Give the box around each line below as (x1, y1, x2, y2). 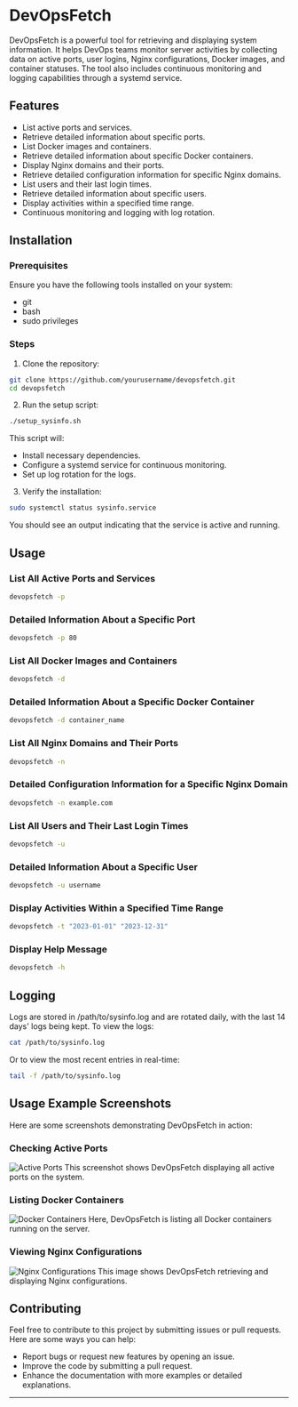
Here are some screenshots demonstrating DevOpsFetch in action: (9, 1120, 253, 1130)
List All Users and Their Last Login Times (9, 819, 189, 832)
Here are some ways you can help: (9, 1334, 137, 1345)
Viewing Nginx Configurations (9, 1246, 143, 1258)
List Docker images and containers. (21, 141, 153, 151)
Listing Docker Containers (9, 1194, 124, 1206)
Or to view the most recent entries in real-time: (9, 1055, 180, 1065)
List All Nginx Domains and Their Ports (9, 737, 179, 750)
